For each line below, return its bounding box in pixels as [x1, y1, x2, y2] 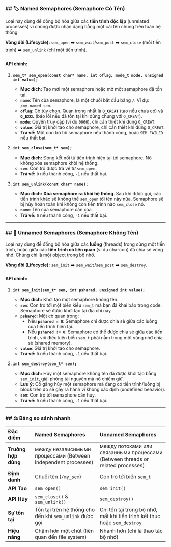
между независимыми [35, 446, 91, 453]
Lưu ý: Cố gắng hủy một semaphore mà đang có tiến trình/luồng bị [20, 381, 160, 387]
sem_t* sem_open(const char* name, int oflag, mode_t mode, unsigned [12, 73, 164, 78]
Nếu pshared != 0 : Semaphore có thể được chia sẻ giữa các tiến [27, 329, 163, 335]
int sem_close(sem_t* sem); [12, 145, 72, 150]
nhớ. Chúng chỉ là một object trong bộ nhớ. [5, 252, 96, 258]
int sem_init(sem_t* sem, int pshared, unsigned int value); [12, 288, 146, 293]
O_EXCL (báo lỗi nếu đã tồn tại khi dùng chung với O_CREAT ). [20, 113, 142, 119]
